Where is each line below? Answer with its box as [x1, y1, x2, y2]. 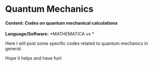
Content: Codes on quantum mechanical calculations [5, 20, 118, 26]
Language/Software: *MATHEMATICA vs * [5, 31, 95, 37]
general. [5, 46, 22, 52]
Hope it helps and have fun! [5, 55, 62, 61]
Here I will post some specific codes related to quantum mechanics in [5, 40, 149, 46]
